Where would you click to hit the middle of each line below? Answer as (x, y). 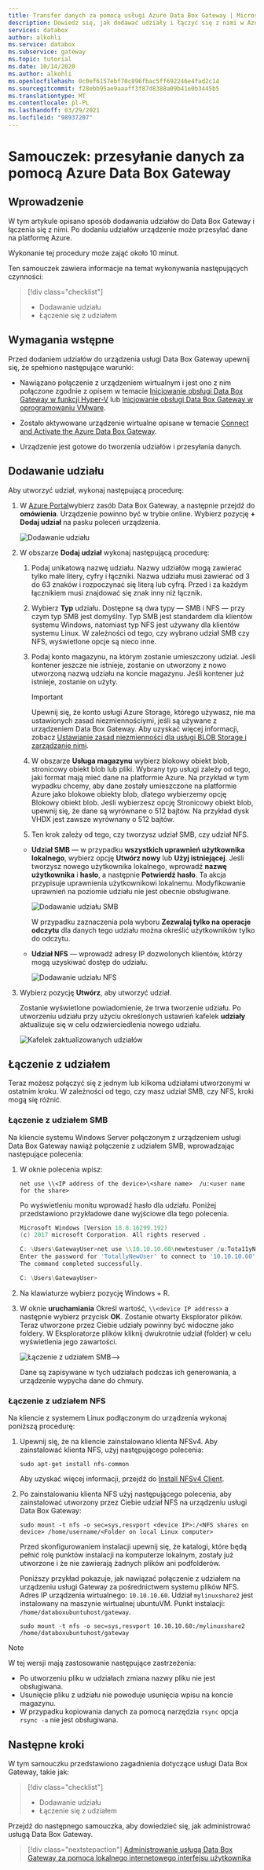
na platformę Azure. (40, 237)
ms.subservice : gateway (47, 52)
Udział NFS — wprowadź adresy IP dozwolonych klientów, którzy (137, 953)
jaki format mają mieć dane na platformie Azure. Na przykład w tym (140, 777)
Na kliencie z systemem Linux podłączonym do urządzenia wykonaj (117, 1418)
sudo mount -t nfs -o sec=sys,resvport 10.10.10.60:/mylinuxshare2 (132, 1626)
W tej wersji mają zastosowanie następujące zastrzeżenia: (102, 1663)
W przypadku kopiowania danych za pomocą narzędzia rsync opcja (129, 1712)
